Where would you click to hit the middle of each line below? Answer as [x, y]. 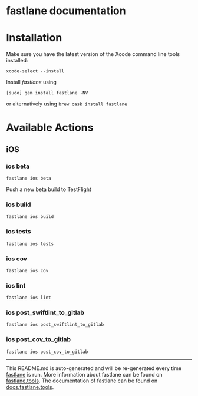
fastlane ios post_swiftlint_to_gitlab [55, 325]
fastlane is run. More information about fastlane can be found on [84, 374]
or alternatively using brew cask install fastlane [67, 104]
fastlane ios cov [27, 270]
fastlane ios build [30, 217]
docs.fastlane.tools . [30, 387]
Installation [34, 38]
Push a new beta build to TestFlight [49, 189]
